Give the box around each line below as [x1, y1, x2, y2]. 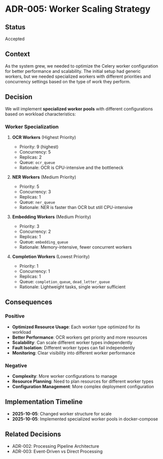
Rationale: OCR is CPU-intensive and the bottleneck [19, 164, 123, 170]
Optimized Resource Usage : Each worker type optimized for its [12, 324, 141, 330]
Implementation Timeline [5, 398, 83, 406]
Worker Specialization [5, 123, 59, 130]
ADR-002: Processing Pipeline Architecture [12, 443, 99, 449]
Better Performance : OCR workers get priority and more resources [12, 334, 147, 340]
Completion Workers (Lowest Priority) [12, 253, 90, 259]
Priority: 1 [19, 263, 39, 269]
